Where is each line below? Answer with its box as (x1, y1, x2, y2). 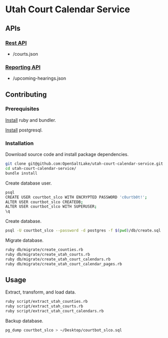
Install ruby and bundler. (5, 117, 56, 123)
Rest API (5, 39, 27, 47)
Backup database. (5, 318, 43, 324)
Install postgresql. (5, 127, 43, 133)
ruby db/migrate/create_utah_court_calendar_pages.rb (5, 261, 123, 266)
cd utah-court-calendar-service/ (5, 166, 77, 171)
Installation (5, 140, 34, 147)
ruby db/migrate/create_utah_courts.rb (5, 252, 90, 257)
